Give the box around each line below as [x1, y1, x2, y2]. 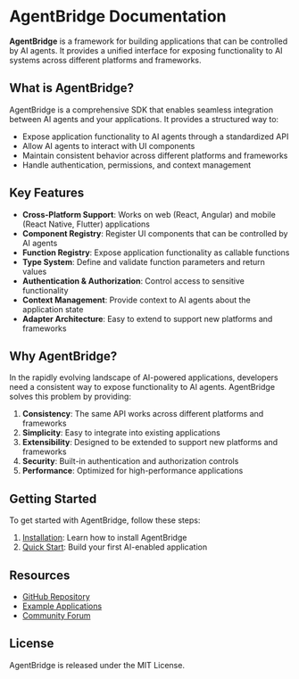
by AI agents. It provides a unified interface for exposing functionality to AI [9, 45, 283, 55]
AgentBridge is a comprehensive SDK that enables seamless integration [9, 104, 274, 115]
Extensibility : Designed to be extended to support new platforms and [21, 437, 278, 448]
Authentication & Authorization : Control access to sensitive [21, 275, 245, 286]
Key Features [9, 186, 85, 201]
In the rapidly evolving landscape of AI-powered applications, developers [9, 372, 278, 383]
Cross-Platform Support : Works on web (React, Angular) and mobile [21, 209, 277, 219]
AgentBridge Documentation [9, 6, 227, 27]
